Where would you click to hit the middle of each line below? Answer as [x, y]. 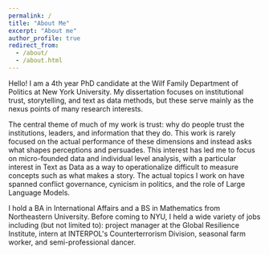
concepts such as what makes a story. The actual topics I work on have [126, 175]
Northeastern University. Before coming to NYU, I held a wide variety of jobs [134, 217]
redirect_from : [34, 46]
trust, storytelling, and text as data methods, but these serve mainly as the [131, 100]
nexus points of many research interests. [76, 108]
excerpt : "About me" [43, 30]
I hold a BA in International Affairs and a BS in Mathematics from [114, 208]
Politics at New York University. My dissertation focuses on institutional [126, 91]
